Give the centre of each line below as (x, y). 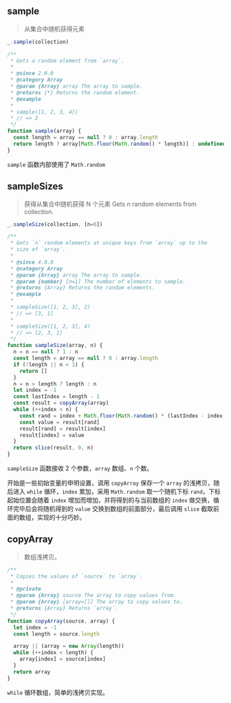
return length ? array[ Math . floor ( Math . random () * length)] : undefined (120, 144)
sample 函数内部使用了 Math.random (56, 164)
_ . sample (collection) (38, 42)
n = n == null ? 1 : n (46, 352)
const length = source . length (56, 634)
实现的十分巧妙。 (61, 517)
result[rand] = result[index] (63, 429)
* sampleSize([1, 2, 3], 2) (50, 307)
